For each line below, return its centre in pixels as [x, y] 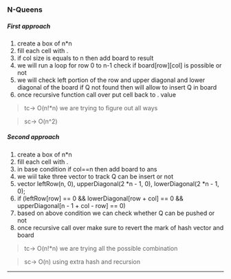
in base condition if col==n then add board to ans [87, 169]
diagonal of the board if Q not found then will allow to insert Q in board [117, 87]
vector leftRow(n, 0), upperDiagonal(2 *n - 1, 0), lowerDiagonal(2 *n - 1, [118, 183]
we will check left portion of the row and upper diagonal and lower [111, 80]
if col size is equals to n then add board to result [85, 58]
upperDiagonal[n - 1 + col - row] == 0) [71, 205]
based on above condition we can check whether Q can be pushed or [116, 213]
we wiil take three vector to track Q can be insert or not [95, 176]
